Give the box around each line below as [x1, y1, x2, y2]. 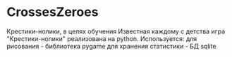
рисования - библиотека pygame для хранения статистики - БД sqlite [6, 42, 216, 50]
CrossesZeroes [6, 4, 99, 20]
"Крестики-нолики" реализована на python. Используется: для [6, 34, 197, 42]
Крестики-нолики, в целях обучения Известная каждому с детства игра [6, 27, 226, 35]
